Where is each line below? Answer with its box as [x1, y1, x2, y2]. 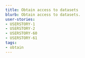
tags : [5, 40, 17, 45]
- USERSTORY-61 [5, 36, 38, 41]
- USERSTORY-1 [5, 21, 36, 27]
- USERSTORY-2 [5, 26, 36, 31]
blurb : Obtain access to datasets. [5, 12, 81, 17]
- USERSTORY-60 [5, 31, 38, 36]
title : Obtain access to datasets [5, 7, 79, 13]
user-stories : [5, 17, 36, 22]
